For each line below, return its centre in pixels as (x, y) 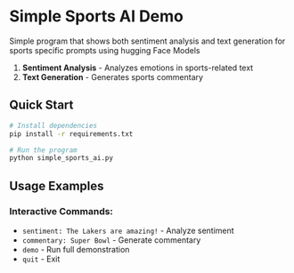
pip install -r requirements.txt (71, 134)
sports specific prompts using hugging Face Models (105, 50)
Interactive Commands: (61, 211)
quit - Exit (41, 259)
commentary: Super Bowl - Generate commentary (111, 240)
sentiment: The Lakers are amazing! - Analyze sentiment (128, 230)
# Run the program (43, 150)
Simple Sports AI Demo (97, 16)
